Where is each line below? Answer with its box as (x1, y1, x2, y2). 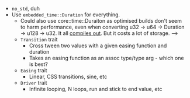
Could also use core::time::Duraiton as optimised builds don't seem (20, 17, 182, 24)
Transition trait (20, 36, 58, 43)
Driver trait (20, 79, 48, 86)
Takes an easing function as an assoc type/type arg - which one (29, 55, 184, 61)
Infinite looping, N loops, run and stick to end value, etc (29, 86, 163, 92)
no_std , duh (11, 5, 40, 12)
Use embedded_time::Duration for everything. (11, 11, 120, 18)
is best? (29, 61, 48, 68)
